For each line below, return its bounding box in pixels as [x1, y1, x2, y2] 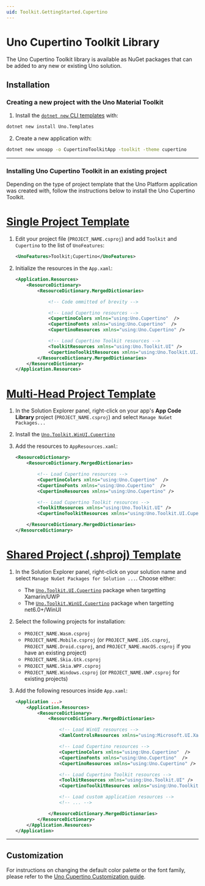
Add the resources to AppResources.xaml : [15, 442, 118, 450]
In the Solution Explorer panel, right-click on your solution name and [15, 568, 187, 575]
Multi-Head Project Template [6, 387, 156, 401]
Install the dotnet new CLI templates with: [15, 112, 119, 119]
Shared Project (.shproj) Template [6, 548, 181, 562]
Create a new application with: [15, 135, 92, 142]
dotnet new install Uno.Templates [6, 123, 95, 130]
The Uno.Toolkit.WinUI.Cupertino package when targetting [24, 599, 174, 607]
